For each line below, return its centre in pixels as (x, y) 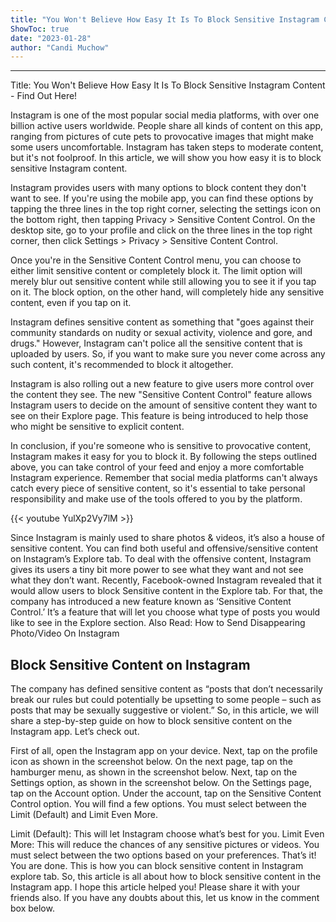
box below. (32, 908)
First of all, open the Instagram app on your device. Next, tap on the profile (164, 751)
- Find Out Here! (44, 96)
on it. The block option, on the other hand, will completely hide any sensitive (167, 292)
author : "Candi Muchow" (60, 47)
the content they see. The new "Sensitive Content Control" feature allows (161, 395)
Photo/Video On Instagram (65, 633)
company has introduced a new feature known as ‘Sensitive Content (151, 602)
